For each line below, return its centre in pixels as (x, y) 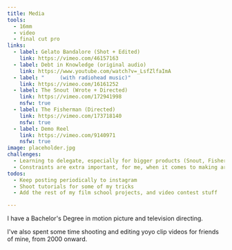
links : (17, 45)
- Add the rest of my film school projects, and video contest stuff (115, 193)
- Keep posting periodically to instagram (75, 180)
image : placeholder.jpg (41, 148)
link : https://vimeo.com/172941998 (71, 97)
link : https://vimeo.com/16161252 (69, 84)
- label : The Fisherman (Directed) (65, 110)
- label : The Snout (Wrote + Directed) (71, 90)
